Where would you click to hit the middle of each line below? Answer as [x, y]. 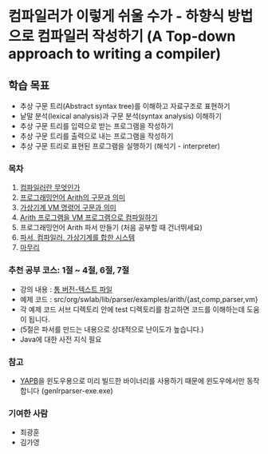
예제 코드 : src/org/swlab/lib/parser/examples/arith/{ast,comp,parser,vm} [139, 299]
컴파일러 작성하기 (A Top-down [136, 36]
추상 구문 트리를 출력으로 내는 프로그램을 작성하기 [97, 136]
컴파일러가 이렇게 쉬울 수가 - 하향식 [116, 16]
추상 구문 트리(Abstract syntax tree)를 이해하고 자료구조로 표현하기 [125, 106]
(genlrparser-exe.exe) [77, 390]
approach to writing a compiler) [115, 54]
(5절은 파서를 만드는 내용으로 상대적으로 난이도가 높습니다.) [112, 329]
